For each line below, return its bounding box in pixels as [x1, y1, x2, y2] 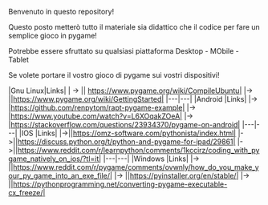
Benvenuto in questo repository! [8, 7, 115, 16]
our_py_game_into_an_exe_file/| [8, 171, 112, 180]
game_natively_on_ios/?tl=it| [8, 154, 102, 163]
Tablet [8, 55, 30, 64]
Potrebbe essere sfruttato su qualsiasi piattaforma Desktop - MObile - [8, 46, 239, 55]
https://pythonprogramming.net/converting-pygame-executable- [13, 179, 228, 189]
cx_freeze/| [8, 188, 46, 197]
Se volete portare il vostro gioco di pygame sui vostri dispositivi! [8, 70, 220, 79]
